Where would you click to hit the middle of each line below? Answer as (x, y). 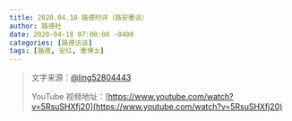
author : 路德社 (35, 26)
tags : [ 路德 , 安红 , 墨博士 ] (57, 51)
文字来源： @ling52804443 (81, 78)
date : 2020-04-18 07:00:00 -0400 (72, 34)
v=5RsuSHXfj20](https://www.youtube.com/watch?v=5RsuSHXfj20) (157, 107)
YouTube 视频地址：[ (70, 97)
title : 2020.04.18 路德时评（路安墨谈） (79, 17)
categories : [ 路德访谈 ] (51, 43)
